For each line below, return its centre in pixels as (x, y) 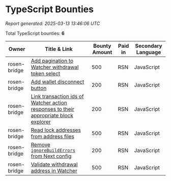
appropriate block (52, 115)
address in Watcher (54, 170)
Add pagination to (52, 61)
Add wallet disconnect (58, 81)
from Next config (51, 156)
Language (149, 52)
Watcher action (49, 103)
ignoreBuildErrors (53, 150)
